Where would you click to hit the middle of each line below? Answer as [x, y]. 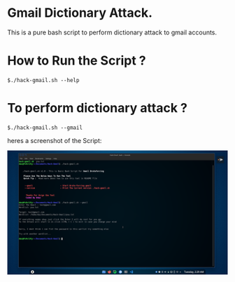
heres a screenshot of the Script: [55, 140]
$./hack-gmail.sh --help [43, 80]
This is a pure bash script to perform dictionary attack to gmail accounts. [112, 32]
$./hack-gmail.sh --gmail [45, 128]
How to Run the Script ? [77, 61]
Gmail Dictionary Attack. [80, 13]
